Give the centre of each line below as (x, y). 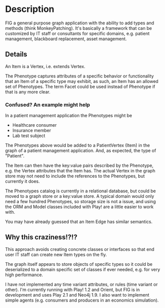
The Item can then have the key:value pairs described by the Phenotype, (79, 165)
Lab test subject (29, 136)
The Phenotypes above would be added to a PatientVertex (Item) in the (78, 146)
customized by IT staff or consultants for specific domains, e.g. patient (77, 33)
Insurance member (31, 131)
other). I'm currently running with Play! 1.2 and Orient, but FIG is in (73, 290)
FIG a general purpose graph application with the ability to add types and (80, 23)
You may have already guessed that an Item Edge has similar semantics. (79, 222)
